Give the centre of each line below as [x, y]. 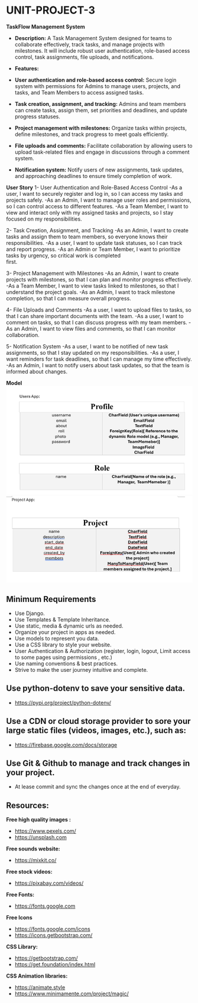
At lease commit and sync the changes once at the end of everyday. [98, 787]
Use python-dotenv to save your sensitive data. [96, 689]
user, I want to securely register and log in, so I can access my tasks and [95, 193]
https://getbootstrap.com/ [46, 958]
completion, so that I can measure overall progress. [69, 298]
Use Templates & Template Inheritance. [62, 620]
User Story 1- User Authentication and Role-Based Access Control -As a [94, 187]
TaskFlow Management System [46, 27]
